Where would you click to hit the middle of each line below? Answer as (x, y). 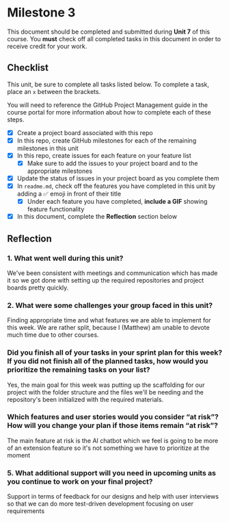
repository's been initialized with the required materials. (85, 399)
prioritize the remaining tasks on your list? (79, 370)
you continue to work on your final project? (80, 482)
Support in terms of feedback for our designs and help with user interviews (113, 497)
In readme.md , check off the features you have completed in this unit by (116, 186)
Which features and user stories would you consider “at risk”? (113, 417)
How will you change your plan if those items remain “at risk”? (113, 425)
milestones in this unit (48, 148)
